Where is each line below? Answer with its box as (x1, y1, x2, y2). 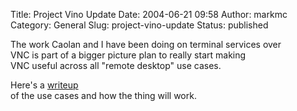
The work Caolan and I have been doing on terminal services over (10, 39, 282, 50)
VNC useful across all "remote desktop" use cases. (10, 60, 222, 71)
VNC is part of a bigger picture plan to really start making (10, 49, 247, 61)
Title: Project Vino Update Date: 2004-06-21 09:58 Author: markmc (10, 9, 288, 20)
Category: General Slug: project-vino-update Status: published (10, 19, 269, 31)
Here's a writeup (10, 79, 79, 91)
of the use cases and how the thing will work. (10, 90, 197, 101)
